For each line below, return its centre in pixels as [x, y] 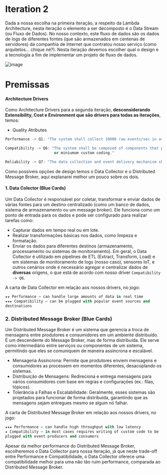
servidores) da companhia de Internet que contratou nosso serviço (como [81, 44]
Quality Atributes [30, 130]
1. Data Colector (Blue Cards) [36, 188]
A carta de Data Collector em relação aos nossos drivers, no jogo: [73, 287]
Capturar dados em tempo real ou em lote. [56, 230]
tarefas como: [19, 221]
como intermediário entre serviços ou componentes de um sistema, [75, 345]
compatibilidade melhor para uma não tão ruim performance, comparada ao [83, 462]
